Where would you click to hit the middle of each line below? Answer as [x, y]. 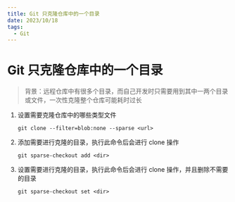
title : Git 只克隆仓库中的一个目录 [53, 14]
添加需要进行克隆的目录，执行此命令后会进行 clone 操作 [98, 142]
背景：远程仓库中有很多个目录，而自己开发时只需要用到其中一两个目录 [126, 91]
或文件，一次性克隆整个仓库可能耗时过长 [83, 100]
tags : [15, 27]
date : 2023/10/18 [33, 20]
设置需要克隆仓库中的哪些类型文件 [67, 115]
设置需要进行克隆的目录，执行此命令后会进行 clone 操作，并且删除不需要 [123, 170]
